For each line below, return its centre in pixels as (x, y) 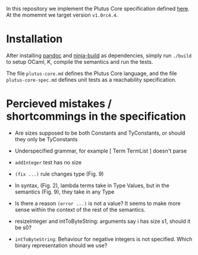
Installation (34, 39)
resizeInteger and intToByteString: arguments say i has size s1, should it (103, 221)
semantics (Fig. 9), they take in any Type (65, 192)
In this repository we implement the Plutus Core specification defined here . (98, 9)
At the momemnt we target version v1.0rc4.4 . (62, 15)
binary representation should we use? (61, 245)
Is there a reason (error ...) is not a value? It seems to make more (98, 203)
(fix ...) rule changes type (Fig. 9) (59, 174)
